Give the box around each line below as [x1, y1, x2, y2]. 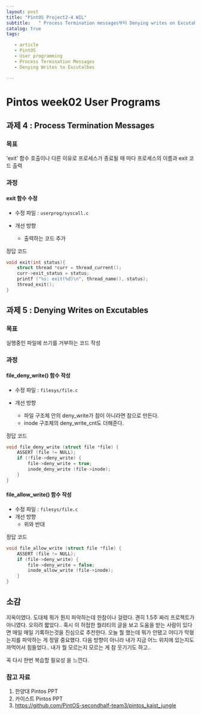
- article [14, 42, 39, 48]
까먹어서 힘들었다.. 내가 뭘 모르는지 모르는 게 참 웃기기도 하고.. [6, 644, 151, 651]
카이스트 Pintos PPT [14, 695, 63, 702]
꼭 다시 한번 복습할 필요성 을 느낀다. [6, 656, 89, 663]
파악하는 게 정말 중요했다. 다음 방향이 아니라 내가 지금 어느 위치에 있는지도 [22, 636, 194, 643]
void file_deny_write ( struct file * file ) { [6, 444, 119, 450]
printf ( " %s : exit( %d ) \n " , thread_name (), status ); [17, 276, 148, 282]
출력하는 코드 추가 [23, 234, 66, 242]
